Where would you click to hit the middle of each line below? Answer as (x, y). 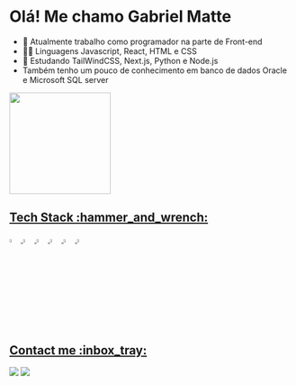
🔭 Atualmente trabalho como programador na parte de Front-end (142, 41)
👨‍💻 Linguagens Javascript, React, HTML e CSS (110, 50)
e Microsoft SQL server (65, 79)
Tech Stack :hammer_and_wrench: (109, 218)
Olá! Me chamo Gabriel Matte (121, 17)
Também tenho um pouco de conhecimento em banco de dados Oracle (155, 70)
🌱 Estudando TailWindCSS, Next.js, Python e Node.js (120, 60)
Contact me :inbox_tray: (78, 350)
